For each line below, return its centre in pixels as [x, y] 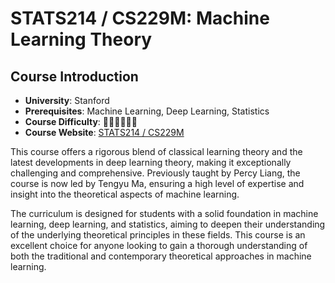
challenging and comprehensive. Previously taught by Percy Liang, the [155, 173]
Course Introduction [74, 76]
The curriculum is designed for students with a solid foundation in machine [164, 213]
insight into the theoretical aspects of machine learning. [125, 194]
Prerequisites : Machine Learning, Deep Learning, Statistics [147, 111]
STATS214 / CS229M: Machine [140, 18]
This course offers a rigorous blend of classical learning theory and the [156, 151]
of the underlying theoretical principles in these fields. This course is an [158, 235]
